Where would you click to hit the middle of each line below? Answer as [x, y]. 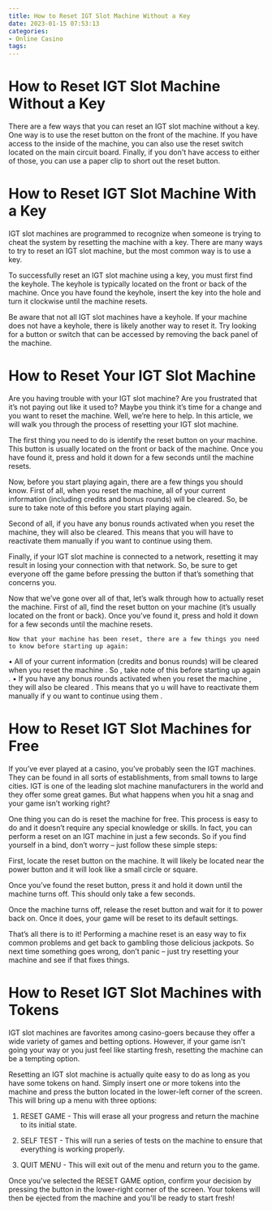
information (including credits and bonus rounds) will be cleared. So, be [128, 499]
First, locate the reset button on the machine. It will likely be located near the [136, 860]
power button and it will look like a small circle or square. [103, 869]
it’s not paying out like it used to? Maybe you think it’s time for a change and [135, 407]
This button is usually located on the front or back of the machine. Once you [136, 448]
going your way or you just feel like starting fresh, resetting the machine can [136, 1050]
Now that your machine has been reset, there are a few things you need [134, 639]
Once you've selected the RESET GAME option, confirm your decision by [130, 1180]
